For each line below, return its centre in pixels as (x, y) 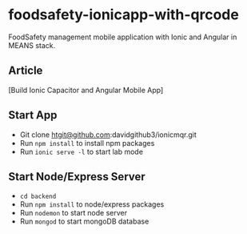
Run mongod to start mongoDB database (84, 221)
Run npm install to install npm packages (87, 143)
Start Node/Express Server (77, 177)
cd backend (38, 197)
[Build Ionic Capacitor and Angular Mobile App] (86, 90)
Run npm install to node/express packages (92, 204)
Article (26, 71)
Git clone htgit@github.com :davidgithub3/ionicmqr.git (108, 135)
